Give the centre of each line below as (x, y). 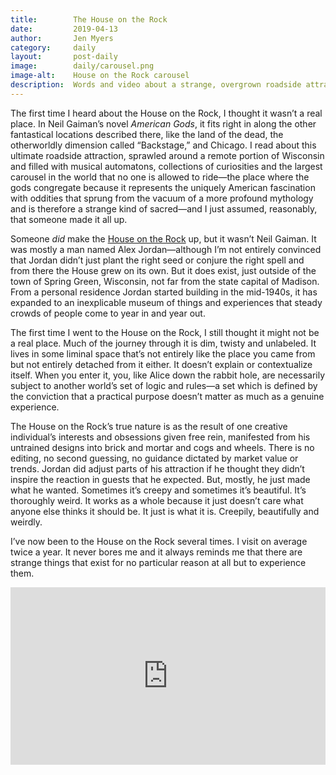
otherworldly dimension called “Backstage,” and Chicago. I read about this (163, 145)
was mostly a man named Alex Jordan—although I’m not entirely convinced (166, 249)
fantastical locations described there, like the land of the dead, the (147, 134)
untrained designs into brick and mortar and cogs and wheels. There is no (162, 447)
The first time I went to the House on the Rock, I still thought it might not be (165, 332)
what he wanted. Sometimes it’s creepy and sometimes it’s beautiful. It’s (158, 490)
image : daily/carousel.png (82, 66)
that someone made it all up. (69, 219)
